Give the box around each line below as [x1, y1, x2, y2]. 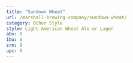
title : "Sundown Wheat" [6, 8, 66, 15]
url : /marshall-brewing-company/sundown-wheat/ [6, 14, 128, 20]
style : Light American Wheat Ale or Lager [6, 25, 114, 32]
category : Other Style [6, 20, 63, 26]
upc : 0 [6, 48, 23, 54]
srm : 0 [6, 43, 23, 49]
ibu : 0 [6, 37, 23, 43]
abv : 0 [6, 31, 23, 37]
